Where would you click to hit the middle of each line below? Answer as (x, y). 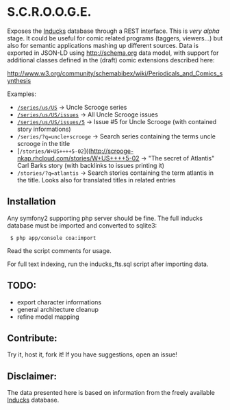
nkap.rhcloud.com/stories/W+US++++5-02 (78, 158)
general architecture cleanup (58, 309)
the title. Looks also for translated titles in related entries (96, 180)
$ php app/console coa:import (53, 238)
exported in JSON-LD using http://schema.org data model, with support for (113, 53)
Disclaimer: (32, 376)
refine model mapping (48, 317)
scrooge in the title (43, 143)
